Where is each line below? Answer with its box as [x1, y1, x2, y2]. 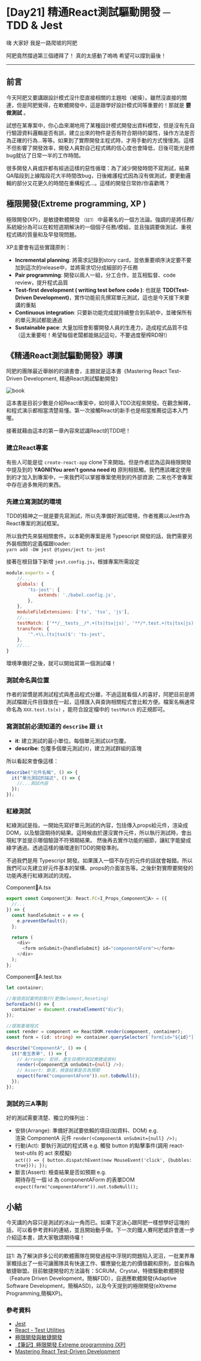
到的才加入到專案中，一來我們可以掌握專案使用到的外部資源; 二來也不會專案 [6, 473, 193, 481]
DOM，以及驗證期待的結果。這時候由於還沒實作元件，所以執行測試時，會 [6, 829, 187, 837]
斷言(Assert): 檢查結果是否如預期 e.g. [14, 1168, 106, 1176]
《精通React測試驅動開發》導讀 [6, 350, 123, 361]
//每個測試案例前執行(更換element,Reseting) [6, 996, 109, 1002]
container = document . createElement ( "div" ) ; [11, 1006, 124, 1013]
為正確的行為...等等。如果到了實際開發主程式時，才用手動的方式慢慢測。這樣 [6, 136, 194, 144]
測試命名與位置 [6, 676, 50, 685]
